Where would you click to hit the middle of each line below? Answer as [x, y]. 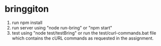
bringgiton [27, 9]
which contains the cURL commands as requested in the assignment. [83, 38]
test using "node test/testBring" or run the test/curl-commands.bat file [84, 33]
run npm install [27, 23]
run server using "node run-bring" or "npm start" [62, 27]
